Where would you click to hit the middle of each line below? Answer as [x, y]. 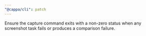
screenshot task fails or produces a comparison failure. [60, 28]
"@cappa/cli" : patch [26, 9]
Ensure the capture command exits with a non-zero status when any [73, 23]
